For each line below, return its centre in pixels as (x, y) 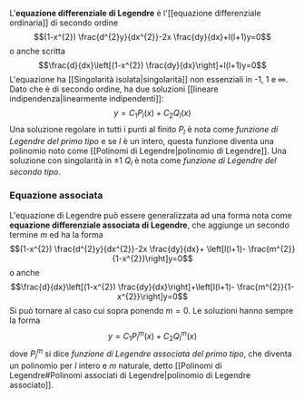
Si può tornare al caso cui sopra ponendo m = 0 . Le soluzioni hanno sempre (152, 310)
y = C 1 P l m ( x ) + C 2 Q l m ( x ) (152, 336)
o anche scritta (38, 51)
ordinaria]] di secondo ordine (64, 23)
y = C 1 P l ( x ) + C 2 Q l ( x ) (152, 114)
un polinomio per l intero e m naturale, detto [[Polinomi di (116, 365)
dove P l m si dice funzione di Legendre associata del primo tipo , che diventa (151, 354)
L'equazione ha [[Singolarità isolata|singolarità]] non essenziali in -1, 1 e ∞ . (149, 79)
